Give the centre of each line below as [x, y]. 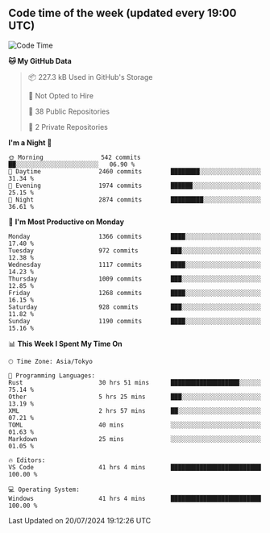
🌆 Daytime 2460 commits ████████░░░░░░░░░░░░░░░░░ [135, 171]
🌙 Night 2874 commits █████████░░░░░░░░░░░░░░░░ [135, 200]
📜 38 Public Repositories [69, 111]
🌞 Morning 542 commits [75, 157]
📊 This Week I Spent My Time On [65, 344]
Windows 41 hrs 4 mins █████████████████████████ [135, 498]
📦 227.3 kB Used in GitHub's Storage [90, 77]
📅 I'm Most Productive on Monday [66, 222]
